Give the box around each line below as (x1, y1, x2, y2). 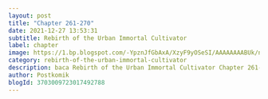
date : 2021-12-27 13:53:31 (8, 26, 98, 34)
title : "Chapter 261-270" (8, 19, 94, 27)
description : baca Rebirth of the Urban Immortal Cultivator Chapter (8, 64, 245, 72)
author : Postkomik (8, 71, 69, 79)
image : (8, 49, 30, 57)
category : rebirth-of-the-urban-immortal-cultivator (8, 57, 187, 65)
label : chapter (8, 42, 59, 49)
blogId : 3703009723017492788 (8, 78, 105, 86)
